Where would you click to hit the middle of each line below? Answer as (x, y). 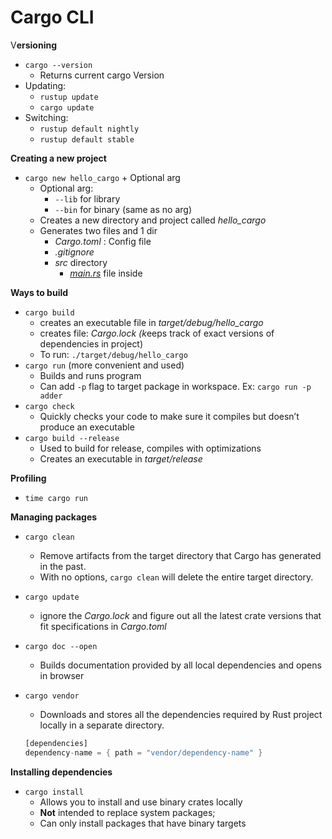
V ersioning (34, 45)
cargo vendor (52, 696)
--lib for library (87, 198)
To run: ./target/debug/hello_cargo (113, 354)
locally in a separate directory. (102, 725)
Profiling (28, 478)
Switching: (46, 117)
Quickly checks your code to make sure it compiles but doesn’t (169, 416)
